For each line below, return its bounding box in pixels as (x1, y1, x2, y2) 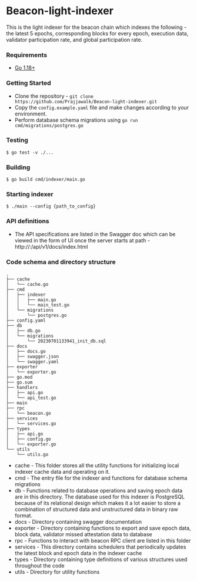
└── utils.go (16, 452, 49, 458)
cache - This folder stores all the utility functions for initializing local (14, 462, 179, 469)
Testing (6, 136, 28, 144)
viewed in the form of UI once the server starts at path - (14, 237, 150, 244)
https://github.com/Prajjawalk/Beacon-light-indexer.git (14, 98, 158, 104)
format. (14, 512, 33, 519)
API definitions (6, 217, 49, 225)
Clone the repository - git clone (14, 93, 94, 100)
